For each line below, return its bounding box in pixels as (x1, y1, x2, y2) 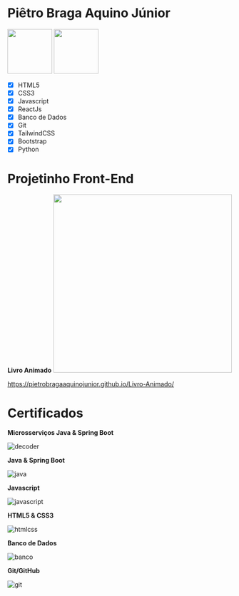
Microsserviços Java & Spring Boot (7, 428, 114, 437)
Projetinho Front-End (7, 170, 134, 187)
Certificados (7, 405, 83, 421)
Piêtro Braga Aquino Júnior (7, 5, 171, 21)
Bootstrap (17, 137, 47, 145)
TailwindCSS (17, 129, 56, 138)
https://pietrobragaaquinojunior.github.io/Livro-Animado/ (7, 380, 175, 389)
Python (17, 145, 39, 154)
